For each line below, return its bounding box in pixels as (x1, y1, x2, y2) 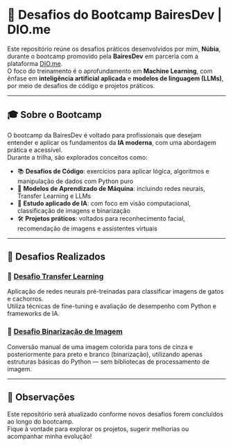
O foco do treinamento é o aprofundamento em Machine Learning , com (7, 67, 213, 75)
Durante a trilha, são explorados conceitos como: (7, 153, 148, 161)
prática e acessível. (7, 146, 63, 154)
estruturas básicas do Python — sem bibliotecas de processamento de (7, 357, 210, 366)
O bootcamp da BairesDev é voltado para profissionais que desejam (7, 130, 202, 139)
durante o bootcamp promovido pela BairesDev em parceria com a (7, 52, 199, 60)
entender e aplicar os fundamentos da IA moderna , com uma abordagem (7, 138, 216, 146)
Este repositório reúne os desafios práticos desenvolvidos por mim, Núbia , (7, 44, 221, 53)
